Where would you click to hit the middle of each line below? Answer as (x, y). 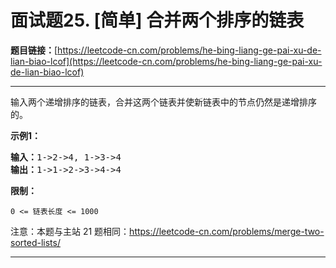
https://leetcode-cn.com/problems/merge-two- (227, 231)
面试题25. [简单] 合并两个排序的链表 (157, 20)
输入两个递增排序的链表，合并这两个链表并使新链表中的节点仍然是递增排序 (163, 102)
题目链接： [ (34, 50)
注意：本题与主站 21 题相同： (70, 231)
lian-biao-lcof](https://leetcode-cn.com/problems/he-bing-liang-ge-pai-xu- (166, 61)
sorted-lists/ (35, 242)
